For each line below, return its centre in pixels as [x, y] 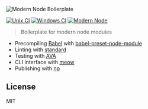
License [21, 87]
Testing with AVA [35, 56]
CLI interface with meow [44, 62]
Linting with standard [41, 49]
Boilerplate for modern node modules [66, 32]
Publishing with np [37, 68]
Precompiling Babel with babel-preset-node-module [78, 43]
